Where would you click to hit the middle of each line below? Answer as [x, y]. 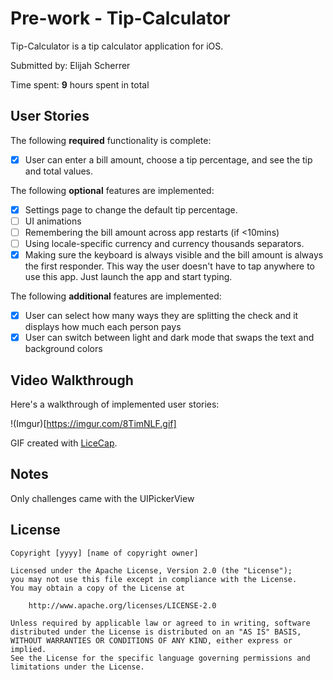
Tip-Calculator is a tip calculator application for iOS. [117, 46]
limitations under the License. [77, 667]
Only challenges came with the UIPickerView [102, 498]
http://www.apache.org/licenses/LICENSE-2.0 [122, 605]
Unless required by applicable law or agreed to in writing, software [160, 623]
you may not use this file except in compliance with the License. [154, 579]
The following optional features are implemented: [112, 190]
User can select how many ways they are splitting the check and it [161, 316]
